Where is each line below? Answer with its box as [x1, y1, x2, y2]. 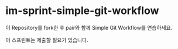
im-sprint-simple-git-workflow [5, 4, 159, 17]
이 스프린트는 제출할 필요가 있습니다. [5, 36, 88, 43]
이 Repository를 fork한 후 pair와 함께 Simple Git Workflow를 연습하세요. [5, 24, 173, 31]
